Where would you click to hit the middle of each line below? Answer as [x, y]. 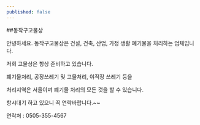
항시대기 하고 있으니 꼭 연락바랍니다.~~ [53, 102]
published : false [29, 12]
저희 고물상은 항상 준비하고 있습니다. [50, 63]
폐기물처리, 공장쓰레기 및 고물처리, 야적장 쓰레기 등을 [69, 76]
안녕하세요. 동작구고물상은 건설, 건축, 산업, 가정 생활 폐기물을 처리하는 [90, 43]
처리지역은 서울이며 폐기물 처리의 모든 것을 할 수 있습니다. [75, 90]
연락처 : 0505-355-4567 [37, 115]
